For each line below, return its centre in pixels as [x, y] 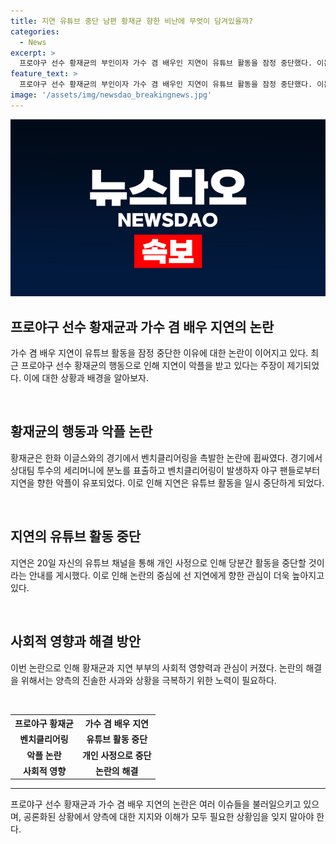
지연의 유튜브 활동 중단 [76, 536]
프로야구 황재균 [44, 723]
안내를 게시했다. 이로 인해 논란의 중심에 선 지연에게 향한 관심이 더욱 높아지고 [176, 575]
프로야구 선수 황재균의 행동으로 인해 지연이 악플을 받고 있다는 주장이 [152, 366]
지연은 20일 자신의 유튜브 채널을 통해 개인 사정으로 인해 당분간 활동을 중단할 [158, 562]
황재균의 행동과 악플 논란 [81, 431]
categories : [35, 31]
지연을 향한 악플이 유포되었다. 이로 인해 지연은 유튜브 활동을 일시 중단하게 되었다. [167, 482]
